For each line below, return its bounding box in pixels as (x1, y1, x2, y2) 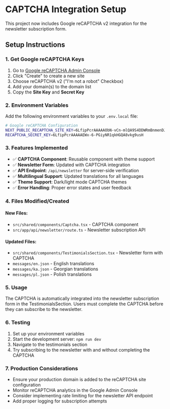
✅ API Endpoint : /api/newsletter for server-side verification (12, 167, 139, 173)
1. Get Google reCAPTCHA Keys (5, 56, 84, 63)
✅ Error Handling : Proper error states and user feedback (12, 184, 132, 191)
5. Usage (5, 284, 28, 291)
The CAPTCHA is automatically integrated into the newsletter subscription (5, 296, 159, 302)
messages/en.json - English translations (12, 261, 95, 267)
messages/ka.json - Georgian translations (12, 266, 99, 272)
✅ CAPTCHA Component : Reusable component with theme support (12, 156, 155, 162)
